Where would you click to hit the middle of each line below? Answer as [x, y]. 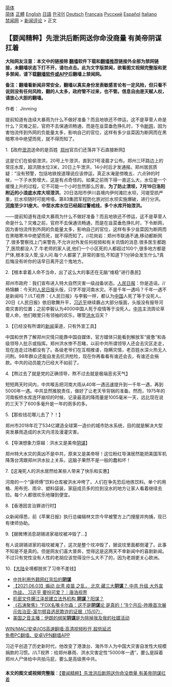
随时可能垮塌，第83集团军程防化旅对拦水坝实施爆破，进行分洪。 [95, 199]
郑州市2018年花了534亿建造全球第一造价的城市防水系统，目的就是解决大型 [84, 425]
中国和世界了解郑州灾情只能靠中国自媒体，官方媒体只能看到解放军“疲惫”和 [84, 337]
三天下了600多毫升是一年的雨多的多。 [50, 403]
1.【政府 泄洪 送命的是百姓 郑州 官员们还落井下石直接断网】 [67, 149]
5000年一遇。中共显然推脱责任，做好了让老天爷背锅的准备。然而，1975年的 [85, 390]
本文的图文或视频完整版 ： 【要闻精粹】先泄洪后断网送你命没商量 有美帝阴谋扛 [85, 673]
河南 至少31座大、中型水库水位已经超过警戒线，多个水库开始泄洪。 [75, 205]
